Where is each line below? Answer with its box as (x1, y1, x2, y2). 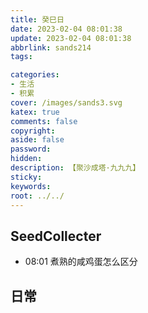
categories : (10, 70, 60, 80)
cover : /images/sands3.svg (10, 97, 123, 108)
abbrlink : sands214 (10, 42, 92, 53)
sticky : (10, 172, 43, 182)
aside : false (10, 135, 65, 145)
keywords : (10, 181, 52, 191)
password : (10, 144, 52, 155)
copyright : (10, 126, 56, 136)
